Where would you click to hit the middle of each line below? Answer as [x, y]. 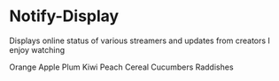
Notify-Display [64, 16]
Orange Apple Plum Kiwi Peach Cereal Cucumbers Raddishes [121, 67]
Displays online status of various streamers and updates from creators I [139, 40]
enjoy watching [37, 49]
